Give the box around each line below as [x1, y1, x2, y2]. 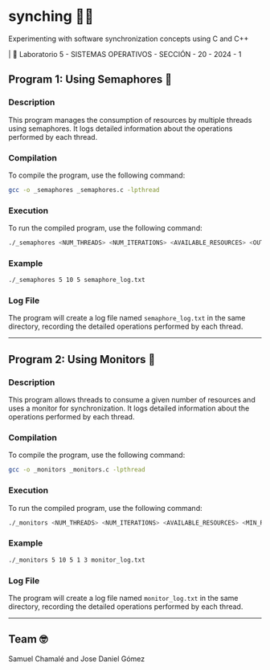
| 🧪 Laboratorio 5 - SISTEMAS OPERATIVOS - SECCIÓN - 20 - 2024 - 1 [8, 49, 242, 59]
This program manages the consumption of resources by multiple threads [8, 115, 252, 125]
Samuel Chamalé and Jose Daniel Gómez [8, 654, 145, 664]
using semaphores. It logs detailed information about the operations [8, 124, 233, 133]
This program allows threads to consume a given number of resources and [8, 395, 256, 405]
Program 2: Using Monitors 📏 [8, 353, 156, 366]
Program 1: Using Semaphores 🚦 [8, 72, 173, 87]
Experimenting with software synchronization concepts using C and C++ [8, 34, 249, 43]
